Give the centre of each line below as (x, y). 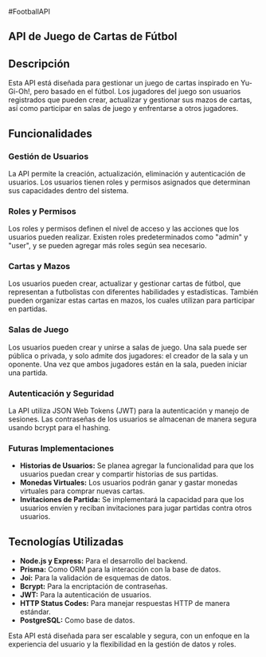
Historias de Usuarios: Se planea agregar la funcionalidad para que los (137, 465)
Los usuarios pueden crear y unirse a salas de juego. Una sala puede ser (128, 347)
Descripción (39, 63)
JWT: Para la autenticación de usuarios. (86, 595)
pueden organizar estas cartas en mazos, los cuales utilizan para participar (131, 301)
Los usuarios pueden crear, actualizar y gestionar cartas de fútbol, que (125, 283)
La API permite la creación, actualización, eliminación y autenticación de (127, 173)
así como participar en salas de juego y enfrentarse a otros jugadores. (123, 109)
